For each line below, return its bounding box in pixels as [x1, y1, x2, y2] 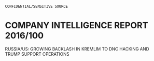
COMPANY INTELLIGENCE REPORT [5, 20, 148, 31]
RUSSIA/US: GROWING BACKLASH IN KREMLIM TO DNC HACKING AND [5, 46, 150, 52]
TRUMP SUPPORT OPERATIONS [5, 51, 70, 57]
